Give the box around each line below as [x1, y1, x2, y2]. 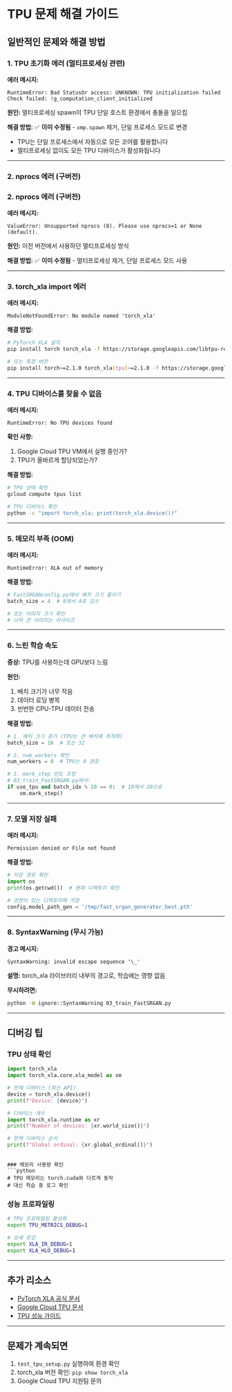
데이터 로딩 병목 [17, 696, 60, 704]
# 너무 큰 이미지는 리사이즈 [7, 616, 75, 624]
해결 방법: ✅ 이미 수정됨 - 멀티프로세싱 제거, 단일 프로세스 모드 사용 [7, 256, 188, 265]
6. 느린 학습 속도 [7, 640, 59, 650]
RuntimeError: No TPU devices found [7, 419, 113, 427]
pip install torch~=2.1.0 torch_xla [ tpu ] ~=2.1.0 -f [7, 365, 159, 372]
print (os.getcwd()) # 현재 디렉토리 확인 [7, 884, 119, 891]
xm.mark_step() [19, 790, 64, 797]
